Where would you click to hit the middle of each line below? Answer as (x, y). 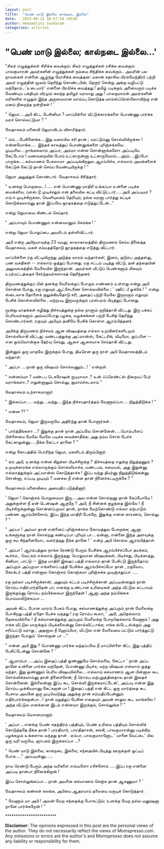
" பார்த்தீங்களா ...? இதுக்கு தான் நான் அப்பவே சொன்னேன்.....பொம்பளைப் (74, 431)
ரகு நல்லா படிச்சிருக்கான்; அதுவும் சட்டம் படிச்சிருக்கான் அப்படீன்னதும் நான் (75, 582)
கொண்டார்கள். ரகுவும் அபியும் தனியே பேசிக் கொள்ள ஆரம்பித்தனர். (69, 321)
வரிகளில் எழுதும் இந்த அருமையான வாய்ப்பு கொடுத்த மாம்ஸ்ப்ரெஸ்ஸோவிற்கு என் (82, 99)
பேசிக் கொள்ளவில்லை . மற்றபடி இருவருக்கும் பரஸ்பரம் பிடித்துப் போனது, (72, 300)
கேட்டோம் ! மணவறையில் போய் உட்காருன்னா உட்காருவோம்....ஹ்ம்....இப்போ (77, 156)
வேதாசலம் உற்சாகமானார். (30, 392)
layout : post (18, 10)
